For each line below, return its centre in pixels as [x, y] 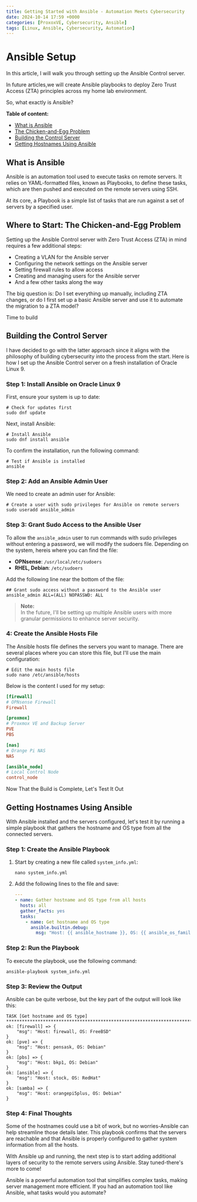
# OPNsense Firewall [31, 702]
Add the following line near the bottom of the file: [65, 579]
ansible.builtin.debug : [60, 927]
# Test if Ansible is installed [45, 461]
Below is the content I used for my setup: [56, 685]
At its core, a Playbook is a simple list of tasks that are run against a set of [95, 200]
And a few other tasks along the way [59, 282]
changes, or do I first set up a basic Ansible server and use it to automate [94, 299]
